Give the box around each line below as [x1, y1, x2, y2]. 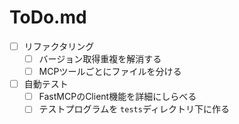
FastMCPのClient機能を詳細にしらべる [38, 91, 197, 103]
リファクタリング [23, 40, 95, 52]
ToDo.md [9, 6, 87, 29]
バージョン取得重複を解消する [38, 53, 162, 65]
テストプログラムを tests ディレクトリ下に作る [38, 103, 230, 115]
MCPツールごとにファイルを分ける [38, 66, 182, 78]
